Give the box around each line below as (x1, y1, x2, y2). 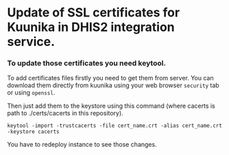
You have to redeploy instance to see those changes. (7, 141, 157, 149)
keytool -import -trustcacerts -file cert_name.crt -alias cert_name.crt (7, 122, 223, 130)
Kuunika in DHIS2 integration (7, 19, 175, 35)
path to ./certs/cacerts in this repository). (7, 109, 123, 117)
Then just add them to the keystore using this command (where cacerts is (7, 102, 215, 110)
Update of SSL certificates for (7, 5, 180, 21)
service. (7, 34, 56, 49)
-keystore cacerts (7, 128, 60, 135)
